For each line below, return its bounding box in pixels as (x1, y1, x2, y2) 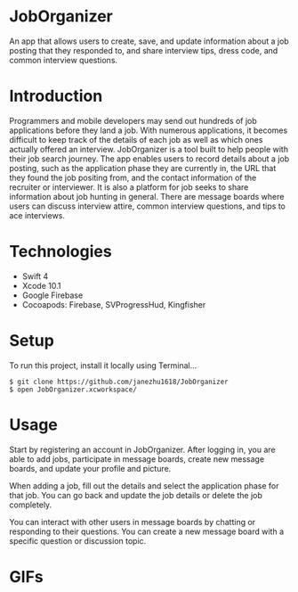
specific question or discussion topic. (9, 535, 147, 546)
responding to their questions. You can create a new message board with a (9, 526, 285, 537)
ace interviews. (9, 210, 65, 220)
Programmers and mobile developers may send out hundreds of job (9, 115, 258, 126)
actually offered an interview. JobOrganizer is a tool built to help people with (9, 144, 289, 154)
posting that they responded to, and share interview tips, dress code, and (9, 45, 278, 55)
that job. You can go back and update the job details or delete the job (9, 489, 262, 500)
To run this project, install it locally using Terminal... (9, 359, 197, 371)
